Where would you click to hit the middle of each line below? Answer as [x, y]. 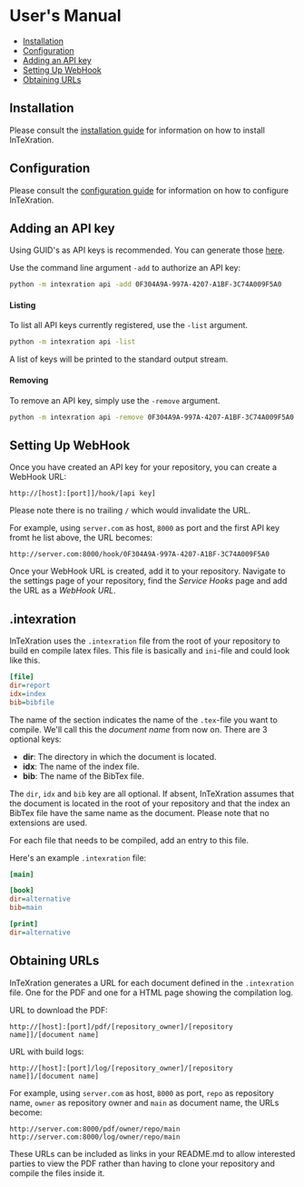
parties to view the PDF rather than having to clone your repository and [142, 1163]
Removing [29, 380]
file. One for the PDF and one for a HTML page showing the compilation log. [151, 992]
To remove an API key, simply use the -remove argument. [115, 400]
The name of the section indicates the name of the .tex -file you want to [144, 720]
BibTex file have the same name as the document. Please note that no [139, 813]
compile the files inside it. [57, 1172]
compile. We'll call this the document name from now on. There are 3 [138, 729]
